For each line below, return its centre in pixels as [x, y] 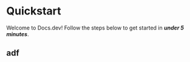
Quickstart [34, 11]
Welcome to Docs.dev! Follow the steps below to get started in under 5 [95, 28]
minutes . [18, 34]
